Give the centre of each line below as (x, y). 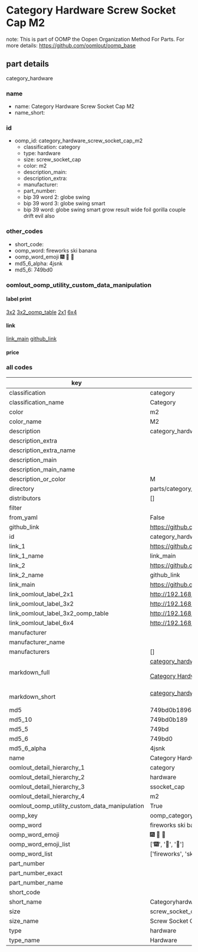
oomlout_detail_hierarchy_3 (47, 787)
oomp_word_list (31, 853)
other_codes (24, 231)
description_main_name (42, 469)
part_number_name (36, 882)
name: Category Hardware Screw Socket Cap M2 (75, 106)
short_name (26, 902)
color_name (25, 421)
